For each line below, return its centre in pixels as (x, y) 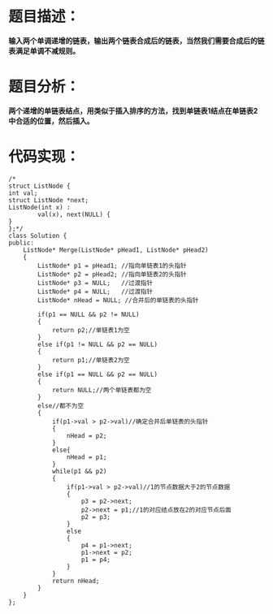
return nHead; (76, 581)
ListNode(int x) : (39, 207)
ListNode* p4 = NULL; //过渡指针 (95, 292)
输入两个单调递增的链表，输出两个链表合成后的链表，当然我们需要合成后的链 (136, 41)
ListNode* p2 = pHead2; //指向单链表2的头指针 (112, 274)
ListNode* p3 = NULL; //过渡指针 (95, 283)
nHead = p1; (87, 457)
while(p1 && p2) (79, 471)
